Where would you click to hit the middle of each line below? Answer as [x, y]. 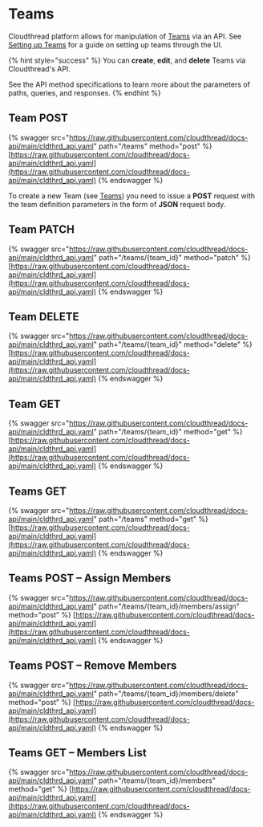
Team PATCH [41, 230]
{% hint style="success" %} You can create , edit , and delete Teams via [127, 60]
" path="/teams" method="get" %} [151, 519]
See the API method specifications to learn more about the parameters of [129, 84]
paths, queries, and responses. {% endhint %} [85, 92]
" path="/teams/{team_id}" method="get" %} [168, 432]
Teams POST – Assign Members [90, 578]
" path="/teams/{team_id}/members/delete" [166, 693]
